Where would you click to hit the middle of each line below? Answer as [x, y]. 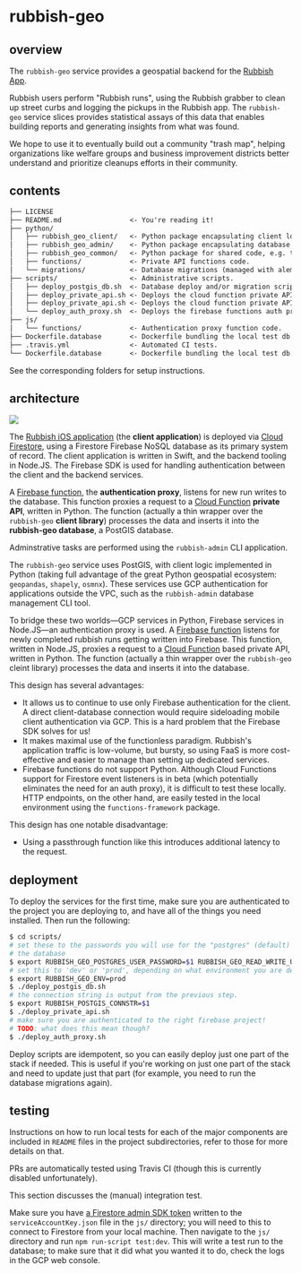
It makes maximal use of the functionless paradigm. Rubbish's [137, 741]
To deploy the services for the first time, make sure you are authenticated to [150, 901]
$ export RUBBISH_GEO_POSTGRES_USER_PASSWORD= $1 [102, 962]
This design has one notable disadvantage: [89, 825]
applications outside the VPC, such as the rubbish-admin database [132, 594]
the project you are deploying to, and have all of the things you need [135, 911]
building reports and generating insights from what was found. [125, 126]
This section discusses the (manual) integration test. [106, 1196]
